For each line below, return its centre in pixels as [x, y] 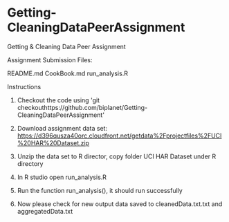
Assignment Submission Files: [50, 59]
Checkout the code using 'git [58, 100]
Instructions [24, 86]
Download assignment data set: [62, 128]
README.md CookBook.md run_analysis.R [67, 73]
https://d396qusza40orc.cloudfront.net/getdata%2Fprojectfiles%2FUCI [119, 136]
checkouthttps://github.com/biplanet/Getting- [82, 107]
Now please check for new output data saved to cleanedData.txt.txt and [120, 204]
